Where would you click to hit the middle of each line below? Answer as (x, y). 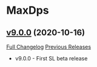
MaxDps (28, 10)
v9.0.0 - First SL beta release (51, 58)
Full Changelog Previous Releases (49, 47)
